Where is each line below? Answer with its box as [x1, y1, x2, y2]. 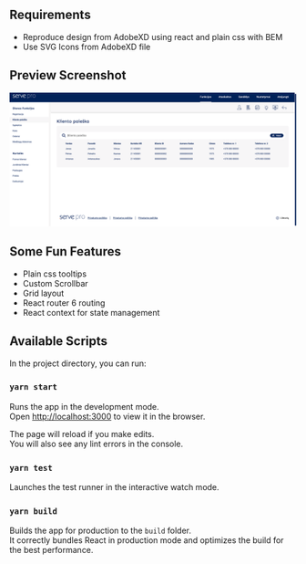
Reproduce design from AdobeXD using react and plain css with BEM [22, 31, 283, 42]
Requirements [9, 7, 91, 23]
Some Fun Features [9, 244, 121, 259]
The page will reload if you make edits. [9, 428, 155, 439]
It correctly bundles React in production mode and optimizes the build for [9, 535, 284, 546]
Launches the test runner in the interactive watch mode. [9, 482, 220, 493]
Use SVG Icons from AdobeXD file [22, 41, 151, 52]
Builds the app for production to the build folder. [9, 525, 192, 537]
